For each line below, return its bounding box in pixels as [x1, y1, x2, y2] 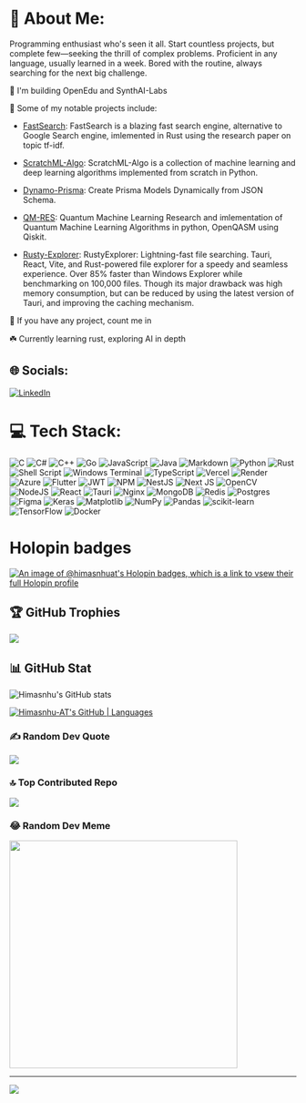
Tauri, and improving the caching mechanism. [22, 297, 195, 308]
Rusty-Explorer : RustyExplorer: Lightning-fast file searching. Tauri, [22, 249, 272, 260]
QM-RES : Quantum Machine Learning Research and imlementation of [22, 211, 283, 222]
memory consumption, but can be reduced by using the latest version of [22, 287, 294, 299]
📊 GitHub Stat [9, 660, 92, 676]
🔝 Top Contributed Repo [9, 776, 118, 789]
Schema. [22, 194, 56, 205]
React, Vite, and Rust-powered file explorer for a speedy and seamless [22, 259, 289, 270]
